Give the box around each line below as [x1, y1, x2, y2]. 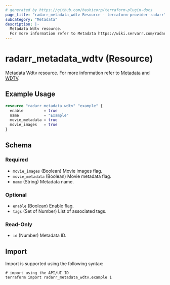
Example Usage [5, 90, 56, 99]
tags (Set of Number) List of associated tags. [12, 208, 107, 214]
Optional [5, 191, 27, 198]
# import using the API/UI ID [5, 270, 69, 276]
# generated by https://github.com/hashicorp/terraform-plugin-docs [5, 7, 153, 13]
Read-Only [5, 220, 33, 228]
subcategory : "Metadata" [5, 17, 58, 22]
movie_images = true [10, 122, 58, 128]
